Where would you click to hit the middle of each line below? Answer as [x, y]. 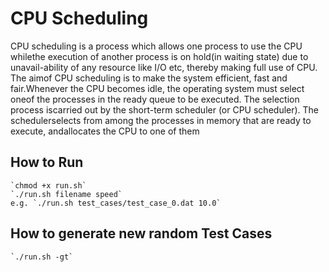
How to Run [47, 162]
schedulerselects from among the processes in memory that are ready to [161, 120]
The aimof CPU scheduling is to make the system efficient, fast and [149, 78]
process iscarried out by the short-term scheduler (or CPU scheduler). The [165, 109]
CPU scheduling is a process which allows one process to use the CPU [156, 46]
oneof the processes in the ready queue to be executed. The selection [155, 99]
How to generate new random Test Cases [141, 233]
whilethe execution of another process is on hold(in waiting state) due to [159, 56]
